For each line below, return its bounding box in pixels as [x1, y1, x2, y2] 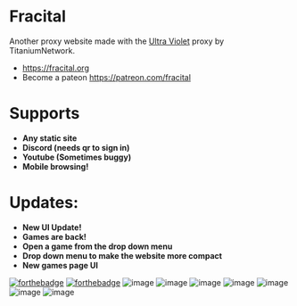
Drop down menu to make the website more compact [21, 250, 223, 261]
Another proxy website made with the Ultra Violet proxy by [9, 36, 225, 46]
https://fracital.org [21, 62, 89, 73]
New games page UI [21, 260, 98, 270]
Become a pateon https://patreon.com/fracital [21, 71, 192, 82]
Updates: [9, 193, 78, 213]
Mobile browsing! [21, 161, 89, 171]
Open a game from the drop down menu [21, 241, 173, 252]
